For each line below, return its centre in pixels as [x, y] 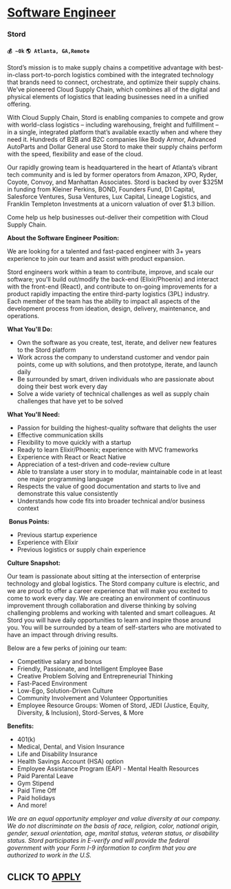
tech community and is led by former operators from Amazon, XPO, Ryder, [112, 175]
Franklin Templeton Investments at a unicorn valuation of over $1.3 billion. [111, 204]
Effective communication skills [60, 435]
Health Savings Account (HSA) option [70, 762]
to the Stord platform [46, 350]
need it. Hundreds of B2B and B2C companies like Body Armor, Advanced [112, 140]
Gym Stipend [35, 784]
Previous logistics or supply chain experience [81, 550]
